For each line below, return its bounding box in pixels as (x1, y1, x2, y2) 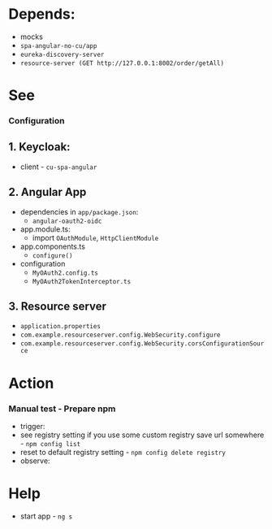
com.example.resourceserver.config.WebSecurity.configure (19, 331, 221, 340)
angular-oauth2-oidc (32, 217, 102, 225)
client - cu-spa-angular (19, 162, 97, 171)
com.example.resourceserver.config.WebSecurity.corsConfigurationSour (19, 340, 265, 348)
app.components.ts (19, 241, 85, 251)
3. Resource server (8, 300, 107, 314)
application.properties (19, 323, 101, 331)
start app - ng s (19, 511, 73, 521)
